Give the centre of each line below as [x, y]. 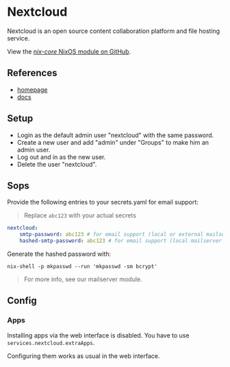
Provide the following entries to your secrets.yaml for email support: [103, 202]
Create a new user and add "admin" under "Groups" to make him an [113, 142]
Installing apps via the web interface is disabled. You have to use [98, 335]
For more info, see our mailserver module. [83, 279]
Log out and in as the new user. [61, 157]
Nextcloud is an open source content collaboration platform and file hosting [114, 31]
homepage [32, 89]
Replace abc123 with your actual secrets [80, 215]
